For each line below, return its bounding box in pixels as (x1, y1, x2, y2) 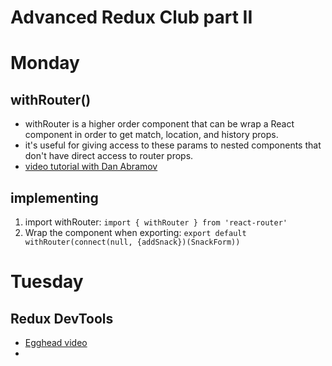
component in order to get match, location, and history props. (24, 129, 279, 141)
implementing (10, 189, 99, 206)
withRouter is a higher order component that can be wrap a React (24, 118, 295, 130)
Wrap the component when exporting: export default (24, 227, 247, 238)
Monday (10, 52, 80, 75)
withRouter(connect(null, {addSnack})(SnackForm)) (24, 237, 241, 247)
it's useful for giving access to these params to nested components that (24, 139, 322, 151)
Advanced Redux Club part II (10, 6, 253, 29)
